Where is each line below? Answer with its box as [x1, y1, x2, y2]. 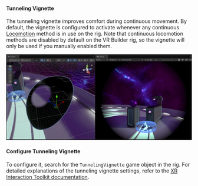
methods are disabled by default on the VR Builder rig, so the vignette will [6, 36, 184, 43]
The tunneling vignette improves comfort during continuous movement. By [6, 18, 187, 25]
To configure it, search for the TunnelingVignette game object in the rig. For [6, 161, 190, 168]
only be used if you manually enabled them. [6, 43, 113, 50]
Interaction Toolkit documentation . [6, 173, 90, 180]
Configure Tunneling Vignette [6, 148, 81, 155]
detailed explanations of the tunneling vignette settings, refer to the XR [6, 167, 178, 174]
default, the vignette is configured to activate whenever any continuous [6, 24, 180, 31]
